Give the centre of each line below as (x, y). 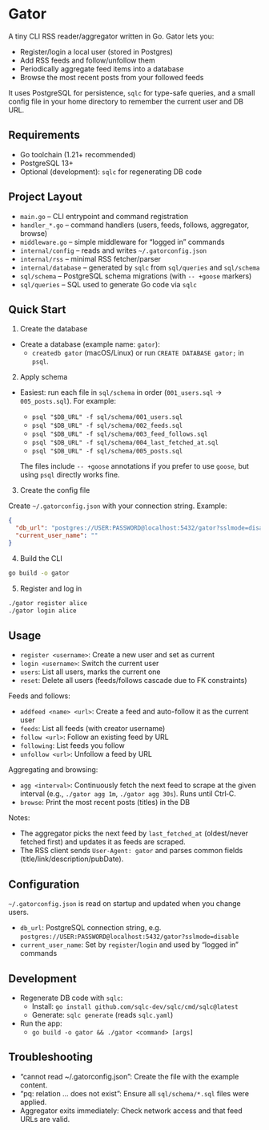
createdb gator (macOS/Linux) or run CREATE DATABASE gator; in (138, 353)
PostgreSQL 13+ (46, 163)
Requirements (44, 135)
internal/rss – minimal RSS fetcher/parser (90, 258)
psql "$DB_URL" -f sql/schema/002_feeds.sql (107, 426)
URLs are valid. (45, 1119)
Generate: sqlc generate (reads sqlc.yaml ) (102, 1014)
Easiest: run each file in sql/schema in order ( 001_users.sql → (121, 392)
